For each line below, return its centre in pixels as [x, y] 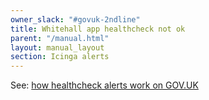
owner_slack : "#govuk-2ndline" [75, 19]
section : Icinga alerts [60, 57]
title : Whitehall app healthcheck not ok [98, 29]
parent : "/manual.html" [60, 38]
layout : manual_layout [57, 47]
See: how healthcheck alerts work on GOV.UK [104, 85]
